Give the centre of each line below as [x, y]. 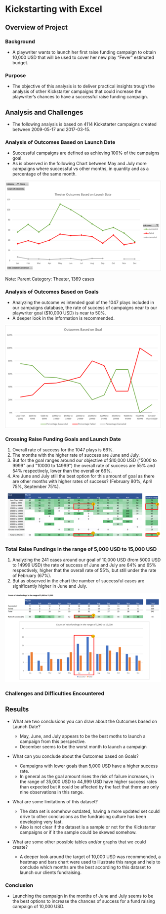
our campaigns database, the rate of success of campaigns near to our [85, 307]
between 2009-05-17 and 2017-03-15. [51, 129]
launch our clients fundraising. [50, 872]
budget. [20, 62]
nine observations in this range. [52, 792]
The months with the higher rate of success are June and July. [76, 455]
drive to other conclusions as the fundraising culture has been [83, 816]
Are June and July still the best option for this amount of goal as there [83, 476]
